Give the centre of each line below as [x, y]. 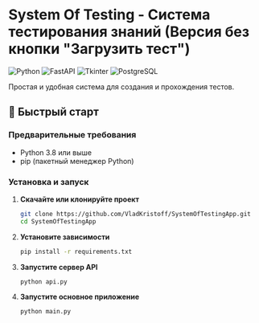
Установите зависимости [65, 237]
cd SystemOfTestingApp [58, 221]
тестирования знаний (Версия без [129, 32]
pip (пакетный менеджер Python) [77, 161]
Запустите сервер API [59, 267]
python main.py [45, 312]
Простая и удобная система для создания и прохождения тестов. [121, 87]
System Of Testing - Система [109, 15]
